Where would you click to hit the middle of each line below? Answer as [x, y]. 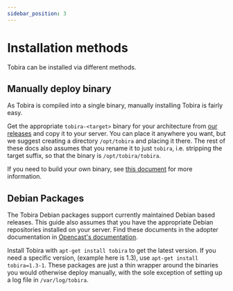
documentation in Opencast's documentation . [72, 237]
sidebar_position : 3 [37, 14]
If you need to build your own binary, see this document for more [100, 169]
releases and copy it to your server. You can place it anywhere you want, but [116, 134]
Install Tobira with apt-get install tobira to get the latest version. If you [112, 251]
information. [25, 177]
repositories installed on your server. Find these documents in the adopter [113, 230]
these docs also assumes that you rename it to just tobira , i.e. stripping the [115, 148]
